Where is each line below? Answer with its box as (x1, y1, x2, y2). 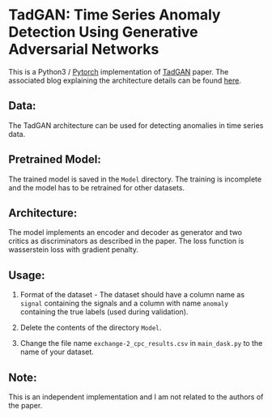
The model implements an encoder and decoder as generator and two (8, 228, 243, 237)
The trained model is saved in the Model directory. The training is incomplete (8, 174, 261, 184)
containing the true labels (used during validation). (19, 307, 189, 317)
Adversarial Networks (8, 41, 159, 58)
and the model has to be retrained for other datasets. (8, 182, 185, 192)
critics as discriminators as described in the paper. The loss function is (8, 237, 244, 246)
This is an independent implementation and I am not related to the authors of (8, 392, 264, 402)
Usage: (8, 268, 46, 282)
